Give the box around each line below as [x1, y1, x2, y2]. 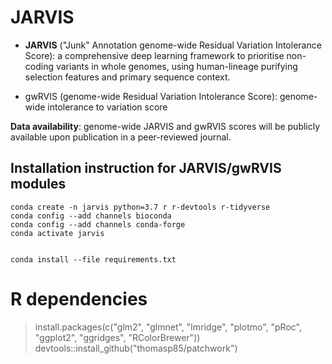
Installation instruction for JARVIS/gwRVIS [10, 160, 282, 177]
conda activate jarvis [10, 228, 105, 238]
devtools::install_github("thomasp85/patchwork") [34, 342, 238, 354]
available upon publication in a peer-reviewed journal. [10, 131, 232, 143]
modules [10, 176, 67, 193]
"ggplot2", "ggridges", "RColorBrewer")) [34, 331, 201, 343]
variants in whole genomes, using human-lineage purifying [55, 60, 298, 72]
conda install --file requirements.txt [10, 254, 177, 265]
